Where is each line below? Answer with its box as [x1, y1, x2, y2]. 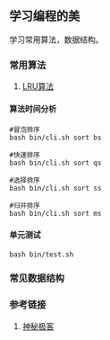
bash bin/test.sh [9, 250, 74, 259]
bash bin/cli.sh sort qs [9, 158, 102, 168]
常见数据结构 [9, 273, 65, 285]
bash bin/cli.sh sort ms [9, 210, 102, 219]
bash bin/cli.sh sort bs [9, 133, 102, 142]
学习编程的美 [9, 8, 80, 24]
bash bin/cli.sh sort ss [9, 183, 102, 193]
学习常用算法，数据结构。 [9, 34, 104, 45]
